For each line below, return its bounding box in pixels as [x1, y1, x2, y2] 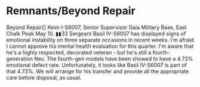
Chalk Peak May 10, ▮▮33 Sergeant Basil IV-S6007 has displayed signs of [6, 30, 186, 37]
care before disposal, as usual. [6, 74, 82, 81]
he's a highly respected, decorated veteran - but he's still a [6, 49, 152, 56]
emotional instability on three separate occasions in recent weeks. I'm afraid [6, 36, 194, 43]
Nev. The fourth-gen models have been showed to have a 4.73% [33, 55, 193, 62]
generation [6, 55, 33, 62]
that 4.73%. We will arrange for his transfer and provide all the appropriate [6, 67, 189, 75]
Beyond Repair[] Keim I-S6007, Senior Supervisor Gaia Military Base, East [6, 24, 187, 31]
